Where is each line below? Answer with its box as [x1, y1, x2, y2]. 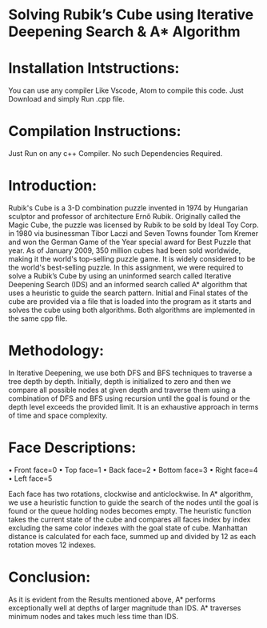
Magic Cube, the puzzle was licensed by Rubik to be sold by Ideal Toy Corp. [8, 220, 259, 230]
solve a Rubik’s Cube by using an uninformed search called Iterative [8, 271, 232, 281]
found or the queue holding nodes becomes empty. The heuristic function [8, 506, 252, 515]
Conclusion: [8, 568, 91, 586]
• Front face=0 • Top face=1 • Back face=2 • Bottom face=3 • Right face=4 [8, 465, 258, 474]
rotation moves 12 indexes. [8, 540, 97, 550]
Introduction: [8, 177, 98, 195]
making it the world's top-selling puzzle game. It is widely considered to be [8, 254, 256, 263]
